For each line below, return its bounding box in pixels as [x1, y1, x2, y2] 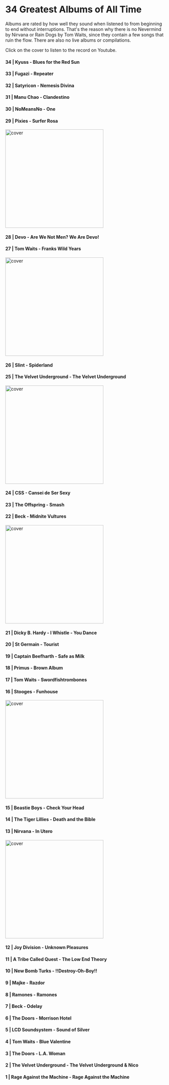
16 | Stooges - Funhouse [5, 688, 58, 694]
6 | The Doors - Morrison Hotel [5, 1015, 72, 1021]
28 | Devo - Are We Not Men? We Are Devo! [5, 234, 99, 240]
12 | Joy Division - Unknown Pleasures [5, 944, 89, 951]
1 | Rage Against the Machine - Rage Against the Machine [5, 1074, 130, 1080]
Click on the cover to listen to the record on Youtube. [5, 47, 117, 53]
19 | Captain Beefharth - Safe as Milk [5, 653, 85, 659]
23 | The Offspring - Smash [5, 501, 65, 507]
